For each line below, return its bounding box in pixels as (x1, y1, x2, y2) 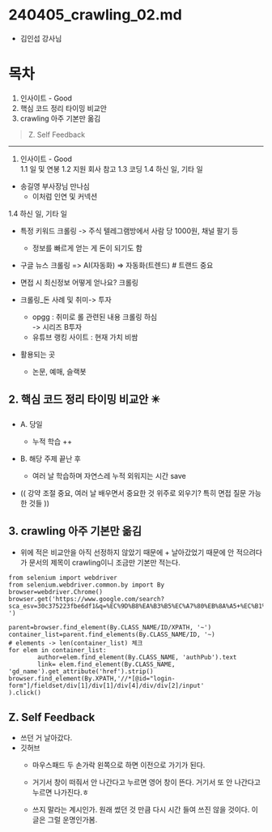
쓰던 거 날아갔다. (19, 733, 73, 743)
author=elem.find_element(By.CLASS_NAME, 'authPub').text (37, 653, 237, 661)
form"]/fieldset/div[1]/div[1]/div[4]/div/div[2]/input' (8, 681, 205, 689)
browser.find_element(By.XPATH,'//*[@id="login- (8, 674, 176, 682)
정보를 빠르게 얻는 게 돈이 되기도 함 (32, 243, 143, 253)
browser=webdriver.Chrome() (8, 587, 104, 596)
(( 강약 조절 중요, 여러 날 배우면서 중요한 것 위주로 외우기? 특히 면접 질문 (19, 488, 247, 497)
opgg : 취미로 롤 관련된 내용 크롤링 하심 (32, 312, 158, 322)
